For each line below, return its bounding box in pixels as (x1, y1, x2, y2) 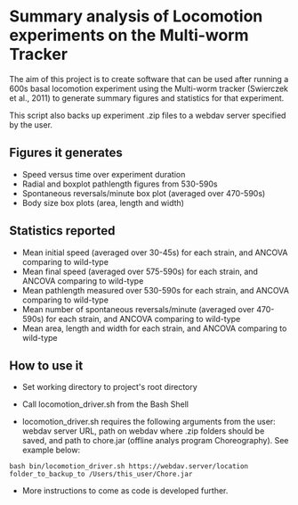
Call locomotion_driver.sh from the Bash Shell (21, 399, 189, 410)
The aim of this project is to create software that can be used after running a (9, 73, 289, 84)
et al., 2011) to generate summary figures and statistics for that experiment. (9, 92, 285, 103)
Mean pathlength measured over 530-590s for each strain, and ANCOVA (21, 285, 289, 295)
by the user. (9, 119, 53, 130)
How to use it (9, 358, 84, 373)
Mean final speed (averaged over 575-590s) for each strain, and (21, 266, 258, 277)
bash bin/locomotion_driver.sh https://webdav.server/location (9, 462, 249, 471)
